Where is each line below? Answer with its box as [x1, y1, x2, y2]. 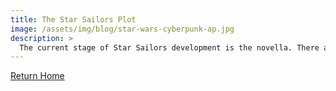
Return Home [10, 70, 65, 82]
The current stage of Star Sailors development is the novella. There [19, 42, 320, 53]
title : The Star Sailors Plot [10, 14, 137, 25]
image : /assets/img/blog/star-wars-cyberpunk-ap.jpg [10, 24, 235, 34]
